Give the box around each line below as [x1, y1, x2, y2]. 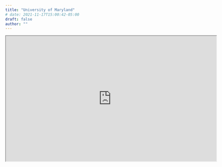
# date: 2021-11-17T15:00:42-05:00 [5, 12, 80, 17]
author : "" [5, 21, 28, 27]
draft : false [5, 17, 33, 22]
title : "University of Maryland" [5, 7, 75, 13]
